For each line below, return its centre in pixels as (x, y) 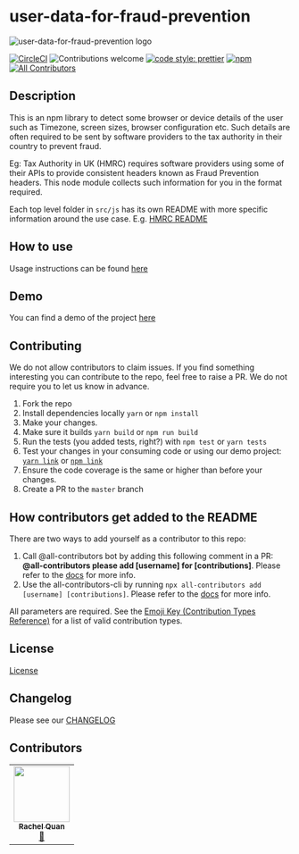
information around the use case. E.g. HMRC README (108, 218)
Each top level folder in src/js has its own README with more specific (139, 209)
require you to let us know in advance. (79, 387)
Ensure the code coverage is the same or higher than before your (142, 470)
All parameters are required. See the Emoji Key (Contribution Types (133, 611)
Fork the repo (47, 404)
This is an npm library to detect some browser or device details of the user (146, 117)
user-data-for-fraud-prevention (130, 17)
